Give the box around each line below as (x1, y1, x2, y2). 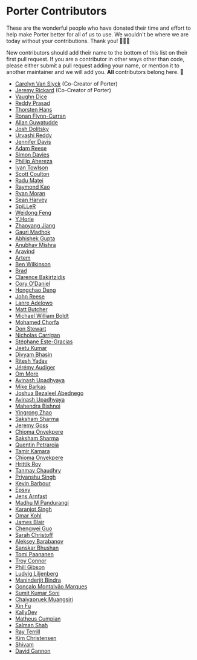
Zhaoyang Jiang (15, 221, 56, 229)
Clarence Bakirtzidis (15, 273, 65, 280)
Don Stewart (15, 325, 47, 332)
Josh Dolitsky (15, 125, 50, 132)
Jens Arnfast (15, 493, 47, 500)
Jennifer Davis (15, 138, 51, 145)
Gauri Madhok (15, 228, 51, 235)
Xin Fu (15, 602, 31, 609)
